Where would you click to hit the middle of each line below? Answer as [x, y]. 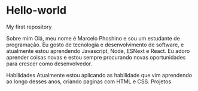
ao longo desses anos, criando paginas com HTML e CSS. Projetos [89, 81]
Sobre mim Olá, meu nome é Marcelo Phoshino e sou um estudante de [93, 38]
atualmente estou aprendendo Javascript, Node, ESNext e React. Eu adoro [98, 51]
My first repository [29, 27]
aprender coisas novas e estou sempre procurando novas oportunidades [96, 57]
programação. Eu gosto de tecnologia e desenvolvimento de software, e [95, 45]
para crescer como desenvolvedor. [49, 64]
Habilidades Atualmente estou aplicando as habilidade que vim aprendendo [99, 75]
